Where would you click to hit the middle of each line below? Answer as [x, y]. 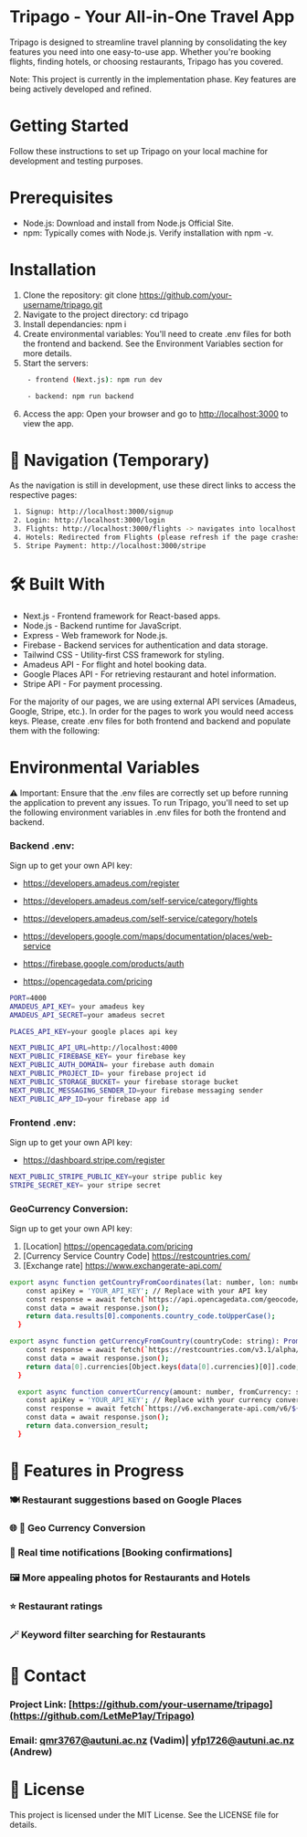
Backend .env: [42, 845]
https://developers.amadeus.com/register [101, 882]
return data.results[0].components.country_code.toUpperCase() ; [151, 1316]
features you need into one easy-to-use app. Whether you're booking [140, 51]
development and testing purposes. [76, 161]
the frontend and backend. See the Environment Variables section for [153, 343]
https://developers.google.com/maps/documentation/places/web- [148, 936]
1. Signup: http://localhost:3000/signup [93, 512]
